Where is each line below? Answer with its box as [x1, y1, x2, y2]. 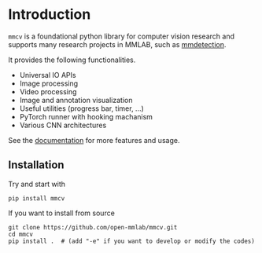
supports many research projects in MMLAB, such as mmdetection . [8, 39, 227, 49]
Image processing [19, 79, 79, 88]
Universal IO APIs [19, 70, 76, 79]
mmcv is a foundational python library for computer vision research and [8, 31, 234, 41]
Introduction [8, 5, 91, 24]
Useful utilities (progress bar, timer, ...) [19, 104, 144, 113]
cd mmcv [8, 230, 34, 238]
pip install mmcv [8, 194, 65, 202]
